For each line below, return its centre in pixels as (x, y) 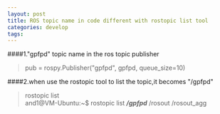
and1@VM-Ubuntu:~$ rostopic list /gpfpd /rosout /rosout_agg (116, 103)
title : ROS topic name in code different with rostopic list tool (108, 21)
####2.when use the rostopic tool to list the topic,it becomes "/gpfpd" (110, 82)
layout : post (27, 14)
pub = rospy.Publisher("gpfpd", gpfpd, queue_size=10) (105, 68)
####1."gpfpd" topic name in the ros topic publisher (83, 54)
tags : (15, 34)
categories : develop (38, 27)
